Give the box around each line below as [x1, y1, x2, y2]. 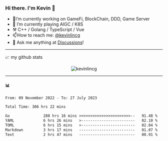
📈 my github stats [5, 54, 43, 60]
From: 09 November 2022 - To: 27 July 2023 [5, 95, 97, 100]
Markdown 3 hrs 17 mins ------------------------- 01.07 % [5, 127, 157, 132]
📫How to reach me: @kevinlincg [12, 32, 80, 38]
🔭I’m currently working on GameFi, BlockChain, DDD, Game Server [12, 16, 150, 22]
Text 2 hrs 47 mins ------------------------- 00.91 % [5, 132, 157, 137]
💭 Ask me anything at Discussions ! [12, 40, 84, 46]
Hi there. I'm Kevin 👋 [5, 5, 55, 12]
